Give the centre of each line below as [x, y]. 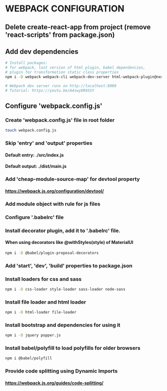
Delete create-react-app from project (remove [78, 27]
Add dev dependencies [42, 51]
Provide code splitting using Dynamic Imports [61, 371]
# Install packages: [27, 63]
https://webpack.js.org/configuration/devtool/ [55, 191]
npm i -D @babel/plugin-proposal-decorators [52, 253]
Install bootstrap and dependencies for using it [63, 325]
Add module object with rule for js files [53, 204]
